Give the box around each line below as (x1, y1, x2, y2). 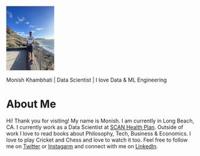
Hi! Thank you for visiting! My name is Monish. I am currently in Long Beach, (6, 117, 195, 124)
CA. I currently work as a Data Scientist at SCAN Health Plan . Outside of (6, 123, 184, 131)
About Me (6, 97, 56, 110)
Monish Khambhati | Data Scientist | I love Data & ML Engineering (6, 76, 167, 83)
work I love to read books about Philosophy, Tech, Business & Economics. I (6, 130, 192, 137)
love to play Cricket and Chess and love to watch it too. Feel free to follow (6, 136, 188, 143)
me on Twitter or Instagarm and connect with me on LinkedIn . (6, 142, 158, 149)
